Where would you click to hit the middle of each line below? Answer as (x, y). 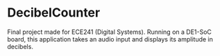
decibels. (20, 46)
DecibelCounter (54, 13)
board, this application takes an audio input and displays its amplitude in (110, 39)
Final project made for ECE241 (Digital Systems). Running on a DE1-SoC (109, 32)
